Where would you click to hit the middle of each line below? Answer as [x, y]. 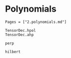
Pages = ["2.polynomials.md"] [36, 22]
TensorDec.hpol [21, 30]
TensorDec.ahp [20, 35]
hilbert [13, 52]
